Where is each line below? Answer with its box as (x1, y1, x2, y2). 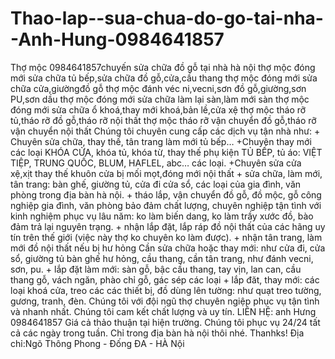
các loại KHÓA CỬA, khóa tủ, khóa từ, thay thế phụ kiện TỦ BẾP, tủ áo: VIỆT (10, 146, 323, 158)
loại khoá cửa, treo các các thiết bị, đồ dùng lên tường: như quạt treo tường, (10, 284, 322, 296)
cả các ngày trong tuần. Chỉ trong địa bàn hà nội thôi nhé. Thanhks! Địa (10, 327, 305, 339)
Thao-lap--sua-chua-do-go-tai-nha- (10, 7, 324, 30)
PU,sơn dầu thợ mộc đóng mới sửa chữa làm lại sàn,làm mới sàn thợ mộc (10, 93, 310, 105)
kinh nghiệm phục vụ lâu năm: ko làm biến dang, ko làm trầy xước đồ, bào (10, 210, 314, 222)
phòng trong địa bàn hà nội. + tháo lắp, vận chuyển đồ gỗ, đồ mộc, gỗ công (10, 188, 322, 201)
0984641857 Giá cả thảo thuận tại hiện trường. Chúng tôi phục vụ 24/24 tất (10, 316, 321, 328)
